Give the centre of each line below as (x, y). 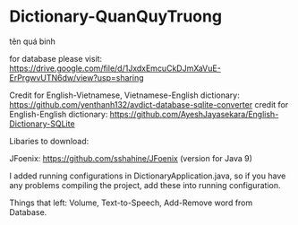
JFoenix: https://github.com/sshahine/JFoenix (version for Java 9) (131, 158)
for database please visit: (56, 58)
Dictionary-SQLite (42, 124)
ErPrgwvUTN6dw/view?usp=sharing (77, 77)
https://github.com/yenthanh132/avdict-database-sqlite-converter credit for (149, 104)
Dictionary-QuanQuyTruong (115, 17)
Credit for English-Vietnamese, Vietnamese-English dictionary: (124, 95)
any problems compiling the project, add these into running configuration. (145, 185)
